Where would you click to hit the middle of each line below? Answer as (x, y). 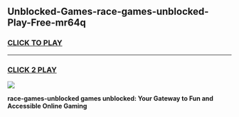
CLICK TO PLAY (35, 43)
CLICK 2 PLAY (32, 69)
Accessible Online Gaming (47, 106)
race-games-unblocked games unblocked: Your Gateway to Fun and (110, 98)
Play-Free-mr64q (47, 23)
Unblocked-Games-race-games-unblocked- (108, 12)
